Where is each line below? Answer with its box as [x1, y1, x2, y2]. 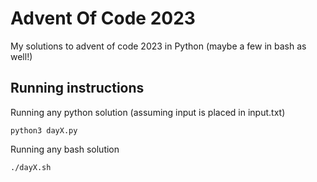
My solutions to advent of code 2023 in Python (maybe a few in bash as [10, 40, 307, 52]
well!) [10, 50, 33, 62]
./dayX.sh [10, 162, 52, 172]
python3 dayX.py [10, 125, 78, 136]
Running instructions [10, 80, 145, 97]
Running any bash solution [10, 143, 120, 155]
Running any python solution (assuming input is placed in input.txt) [10, 106, 286, 118]
